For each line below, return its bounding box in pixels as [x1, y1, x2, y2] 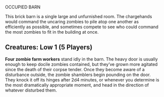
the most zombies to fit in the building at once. [5, 29, 99, 35]
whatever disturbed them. [5, 87, 57, 93]
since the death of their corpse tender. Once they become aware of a [5, 66, 145, 72]
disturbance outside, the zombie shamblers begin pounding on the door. [5, 72, 151, 78]
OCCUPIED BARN [5, 4, 41, 10]
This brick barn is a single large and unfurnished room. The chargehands [5, 14, 152, 19]
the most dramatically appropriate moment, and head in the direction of [5, 82, 149, 88]
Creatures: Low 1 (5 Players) [5, 43, 93, 52]
